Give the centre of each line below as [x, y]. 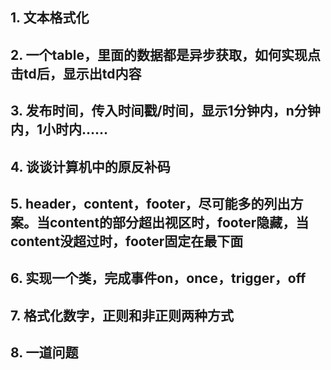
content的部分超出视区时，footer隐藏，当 [179, 222]
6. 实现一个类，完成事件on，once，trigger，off [158, 278]
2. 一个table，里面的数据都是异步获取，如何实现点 [165, 54]
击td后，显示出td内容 [76, 73]
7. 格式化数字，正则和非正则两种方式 [122, 315]
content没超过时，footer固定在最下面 [127, 241]
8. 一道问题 [44, 353]
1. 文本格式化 [50, 18]
